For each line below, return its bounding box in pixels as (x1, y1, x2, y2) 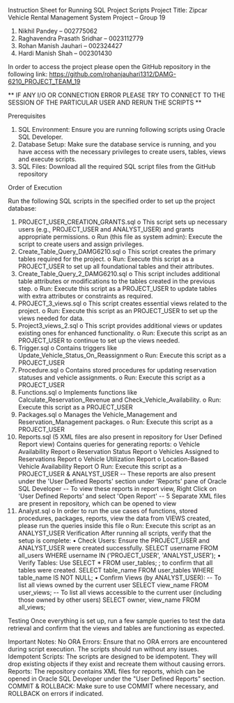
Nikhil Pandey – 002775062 (17, 27, 98, 35)
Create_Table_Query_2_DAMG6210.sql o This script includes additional (17, 270, 220, 278)
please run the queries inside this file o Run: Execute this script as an (17, 522, 216, 529)
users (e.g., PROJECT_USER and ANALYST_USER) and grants (17, 225, 194, 233)
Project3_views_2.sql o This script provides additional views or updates (17, 322, 223, 330)
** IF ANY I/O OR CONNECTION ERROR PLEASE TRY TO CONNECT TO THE (8, 91, 226, 99)
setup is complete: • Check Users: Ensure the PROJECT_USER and (17, 536, 210, 545)
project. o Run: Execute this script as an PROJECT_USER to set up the (17, 307, 218, 315)
